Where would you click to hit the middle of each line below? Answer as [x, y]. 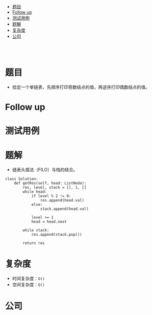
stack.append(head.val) [64, 209]
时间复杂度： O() [28, 279]
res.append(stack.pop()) [57, 235]
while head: [35, 192]
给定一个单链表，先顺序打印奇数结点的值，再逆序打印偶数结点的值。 [81, 87]
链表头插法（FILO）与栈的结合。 [45, 170]
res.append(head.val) [62, 201]
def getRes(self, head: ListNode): [50, 183]
